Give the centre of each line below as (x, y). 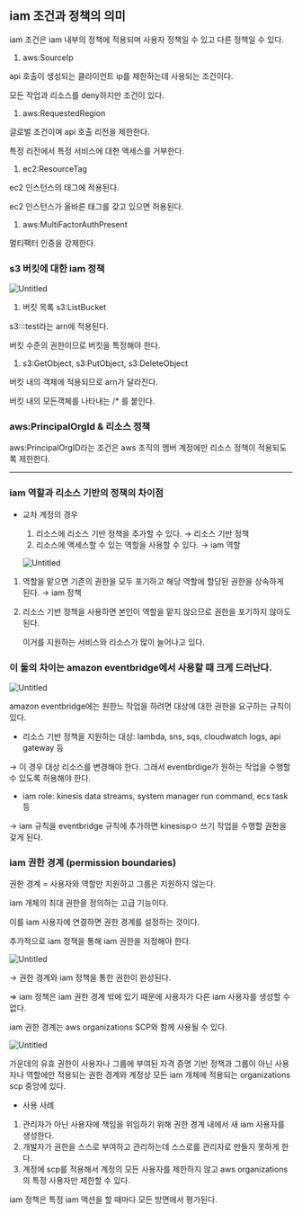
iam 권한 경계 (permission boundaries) (93, 862)
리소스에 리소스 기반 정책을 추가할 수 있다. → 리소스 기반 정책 (142, 533)
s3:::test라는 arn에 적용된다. (59, 326)
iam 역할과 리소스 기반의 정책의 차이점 (86, 493)
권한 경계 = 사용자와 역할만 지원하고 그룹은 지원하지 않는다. (112, 884)
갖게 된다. (26, 837)
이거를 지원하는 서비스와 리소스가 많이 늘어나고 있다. (113, 642)
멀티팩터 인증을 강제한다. (53, 243)
